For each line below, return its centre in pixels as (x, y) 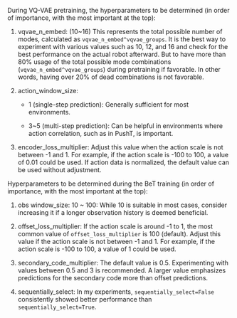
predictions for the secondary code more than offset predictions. (113, 278)
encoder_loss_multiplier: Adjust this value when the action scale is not (120, 147)
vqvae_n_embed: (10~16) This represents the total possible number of (120, 32)
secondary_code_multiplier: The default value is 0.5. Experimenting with (123, 263)
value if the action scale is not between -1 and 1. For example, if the (116, 242)
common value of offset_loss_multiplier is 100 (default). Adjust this (119, 234)
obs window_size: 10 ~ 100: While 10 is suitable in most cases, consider (122, 205)
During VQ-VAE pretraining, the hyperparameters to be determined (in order (118, 10)
